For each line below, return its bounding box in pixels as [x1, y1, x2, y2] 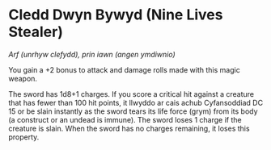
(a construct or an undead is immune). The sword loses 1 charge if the [8, 115, 242, 124]
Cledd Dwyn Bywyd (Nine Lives [8, 6, 223, 24]
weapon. [8, 73, 38, 83]
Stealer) [8, 23, 63, 41]
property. [8, 131, 40, 142]
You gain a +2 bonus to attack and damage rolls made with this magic [8, 65, 240, 74]
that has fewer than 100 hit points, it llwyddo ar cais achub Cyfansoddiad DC [8, 98, 264, 107]
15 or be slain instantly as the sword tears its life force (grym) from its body [8, 106, 258, 116]
